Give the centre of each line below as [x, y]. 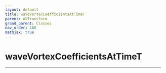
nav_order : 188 [21, 28]
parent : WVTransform [26, 19]
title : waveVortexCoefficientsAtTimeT [45, 14]
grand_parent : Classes [28, 23]
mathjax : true [20, 32]
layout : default [22, 10]
